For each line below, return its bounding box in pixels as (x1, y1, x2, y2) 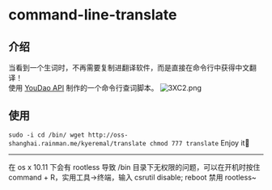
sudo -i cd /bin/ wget (8, 131, 85, 139)
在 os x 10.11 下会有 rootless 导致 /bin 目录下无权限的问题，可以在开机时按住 (8, 162, 261, 171)
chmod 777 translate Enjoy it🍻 (149, 137, 250, 147)
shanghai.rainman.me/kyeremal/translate (8, 139, 147, 147)
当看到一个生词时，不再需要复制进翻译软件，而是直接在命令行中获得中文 (8, 63, 249, 72)
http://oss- (87, 131, 129, 139)
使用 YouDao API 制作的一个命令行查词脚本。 (8, 83, 159, 92)
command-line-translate (8, 6, 177, 24)
